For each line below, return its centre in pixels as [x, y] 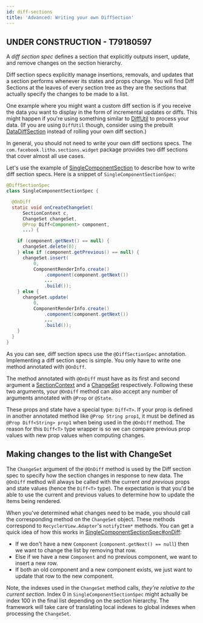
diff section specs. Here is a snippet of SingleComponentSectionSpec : [92, 174]
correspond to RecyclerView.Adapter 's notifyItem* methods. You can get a [100, 526]
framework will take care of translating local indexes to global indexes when [101, 607]
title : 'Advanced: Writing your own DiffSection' [70, 18]
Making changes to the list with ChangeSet [89, 454]
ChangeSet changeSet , [50, 219]
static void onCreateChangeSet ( [53, 207]
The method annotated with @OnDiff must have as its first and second [93, 378]
